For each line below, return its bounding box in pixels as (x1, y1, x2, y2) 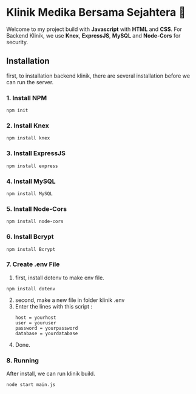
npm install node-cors (6, 218, 64, 225)
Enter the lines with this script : (15, 302, 93, 310)
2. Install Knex (6, 121, 50, 130)
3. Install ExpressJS (6, 149, 66, 158)
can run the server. (6, 78, 54, 85)
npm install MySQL (6, 190, 53, 196)
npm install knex (6, 135, 50, 141)
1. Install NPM (6, 93, 47, 102)
